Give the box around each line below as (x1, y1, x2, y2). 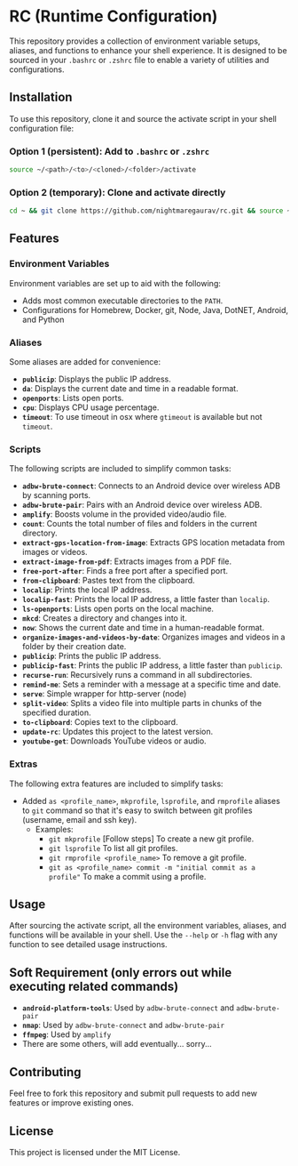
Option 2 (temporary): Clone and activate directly (9, 186, 226, 198)
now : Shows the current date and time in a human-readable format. (21, 623, 264, 633)
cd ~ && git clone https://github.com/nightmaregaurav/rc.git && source (9, 206, 284, 215)
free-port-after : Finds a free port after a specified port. (21, 566, 229, 576)
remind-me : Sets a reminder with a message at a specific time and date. (21, 679, 281, 690)
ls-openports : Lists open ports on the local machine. (21, 603, 215, 615)
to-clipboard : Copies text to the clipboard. (21, 717, 179, 728)
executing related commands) (9, 978, 179, 993)
